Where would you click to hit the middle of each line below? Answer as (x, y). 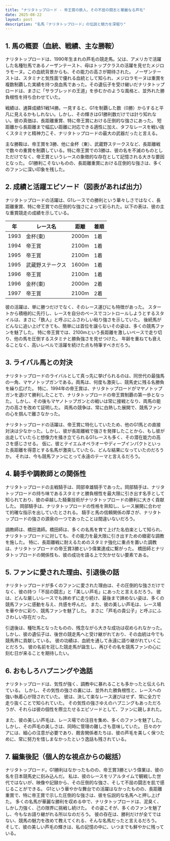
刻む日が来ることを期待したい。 (38, 653)
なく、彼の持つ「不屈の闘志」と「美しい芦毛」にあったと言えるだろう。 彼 (83, 592)
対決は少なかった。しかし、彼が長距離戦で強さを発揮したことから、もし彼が (85, 431)
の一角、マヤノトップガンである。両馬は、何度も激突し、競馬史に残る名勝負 (85, 382)
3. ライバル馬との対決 (39, 362)
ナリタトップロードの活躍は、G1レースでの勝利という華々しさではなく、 (81, 200)
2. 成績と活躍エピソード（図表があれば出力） (76, 187)
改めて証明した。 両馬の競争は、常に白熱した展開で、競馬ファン (94, 407)
